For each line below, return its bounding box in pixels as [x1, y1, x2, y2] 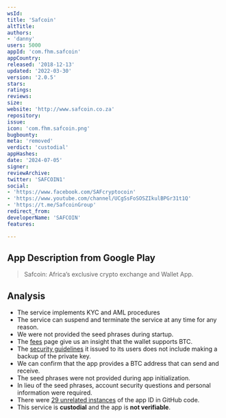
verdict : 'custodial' [7, 144, 69, 151]
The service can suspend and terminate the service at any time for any [16, 316, 217, 324]
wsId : [7, 10, 23, 17]
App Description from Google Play [7, 252, 155, 264]
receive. [16, 367, 40, 375]
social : [7, 183, 29, 189]
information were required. [16, 388, 92, 397]
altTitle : [7, 23, 36, 30]
